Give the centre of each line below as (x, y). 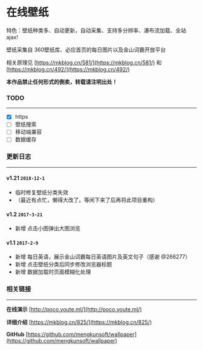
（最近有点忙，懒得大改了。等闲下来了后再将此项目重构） (86, 200)
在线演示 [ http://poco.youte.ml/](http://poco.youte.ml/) (74, 309)
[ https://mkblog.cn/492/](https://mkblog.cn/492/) (68, 69)
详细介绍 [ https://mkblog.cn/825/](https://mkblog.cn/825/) (79, 322)
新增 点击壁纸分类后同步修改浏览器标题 (63, 265)
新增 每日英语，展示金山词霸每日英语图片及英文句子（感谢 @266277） (103, 257)
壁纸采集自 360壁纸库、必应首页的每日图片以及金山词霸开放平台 (86, 50)
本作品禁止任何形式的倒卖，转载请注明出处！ (62, 82)
